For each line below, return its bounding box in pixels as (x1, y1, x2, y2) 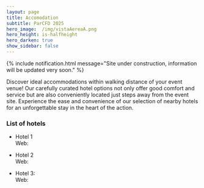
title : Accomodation (6, 15, 59, 21)
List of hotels (6, 119, 46, 128)
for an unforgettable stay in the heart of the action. (6, 104, 134, 111)
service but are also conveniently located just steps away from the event (6, 91, 189, 98)
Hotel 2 (15, 151, 34, 159)
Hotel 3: (15, 170, 35, 177)
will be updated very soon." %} (6, 66, 84, 73)
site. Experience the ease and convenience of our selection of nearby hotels (6, 97, 199, 104)
